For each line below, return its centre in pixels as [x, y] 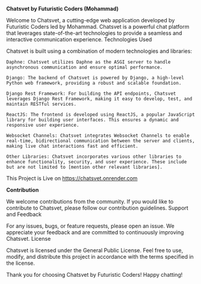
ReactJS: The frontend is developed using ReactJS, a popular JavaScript [101, 115]
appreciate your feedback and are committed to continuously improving [95, 232]
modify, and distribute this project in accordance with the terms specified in [100, 257]
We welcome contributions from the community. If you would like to [90, 201]
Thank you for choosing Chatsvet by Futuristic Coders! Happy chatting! [94, 275]
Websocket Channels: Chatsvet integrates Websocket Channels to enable [98, 136]
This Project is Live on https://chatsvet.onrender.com [72, 178]
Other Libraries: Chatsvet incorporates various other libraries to [94, 157]
